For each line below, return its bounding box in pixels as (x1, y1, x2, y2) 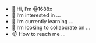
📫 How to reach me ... (11, 31, 66, 37)
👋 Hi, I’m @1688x (11, 6, 52, 12)
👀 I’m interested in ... (11, 12, 61, 19)
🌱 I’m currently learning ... (11, 18, 74, 24)
